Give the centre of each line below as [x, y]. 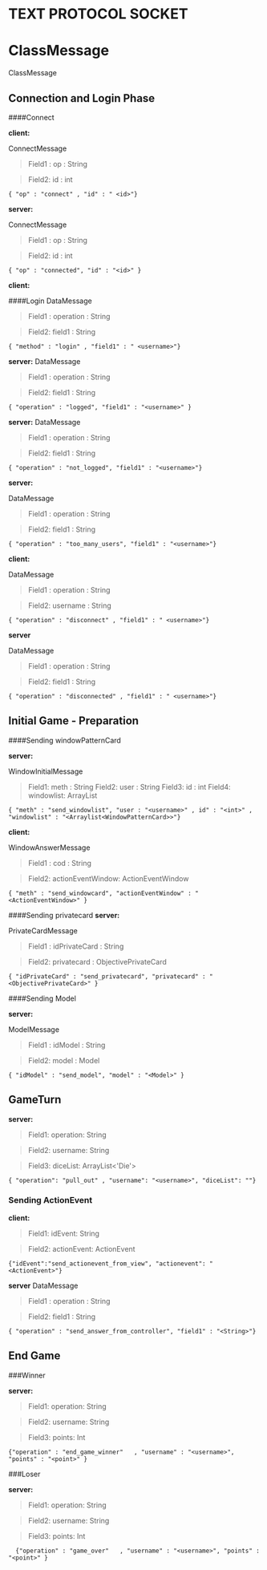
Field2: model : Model [64, 1060]
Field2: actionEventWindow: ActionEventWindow [108, 878]
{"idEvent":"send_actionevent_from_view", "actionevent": [107, 1264]
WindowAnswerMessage [49, 848]
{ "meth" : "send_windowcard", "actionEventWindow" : [100, 893]
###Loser [24, 1474]
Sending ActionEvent [51, 1200]
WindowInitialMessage [46, 771]
